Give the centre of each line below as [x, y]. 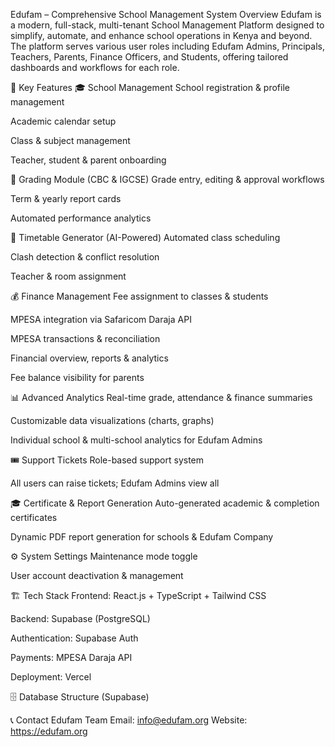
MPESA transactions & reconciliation [85, 338]
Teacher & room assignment [68, 276]
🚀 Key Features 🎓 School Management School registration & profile [150, 87]
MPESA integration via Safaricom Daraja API [101, 319]
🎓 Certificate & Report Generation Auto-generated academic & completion [165, 503]
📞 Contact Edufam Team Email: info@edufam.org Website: [129, 720]
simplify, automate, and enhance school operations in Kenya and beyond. [161, 35]
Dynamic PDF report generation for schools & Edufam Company [142, 537]
